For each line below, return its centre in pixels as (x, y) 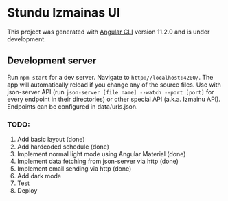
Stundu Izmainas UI (64, 13)
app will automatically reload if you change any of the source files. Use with (114, 85)
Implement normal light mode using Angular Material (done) (101, 154)
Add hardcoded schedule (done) (63, 147)
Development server (52, 61)
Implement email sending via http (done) (74, 169)
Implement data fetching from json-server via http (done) (98, 161)
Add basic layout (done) (51, 140)
